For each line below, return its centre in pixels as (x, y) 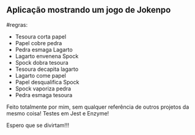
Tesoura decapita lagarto (47, 69)
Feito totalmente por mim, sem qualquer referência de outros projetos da (98, 107)
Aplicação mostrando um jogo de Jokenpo (89, 10)
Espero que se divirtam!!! (38, 125)
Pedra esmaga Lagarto (44, 49)
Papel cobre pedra (39, 43)
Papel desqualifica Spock (47, 82)
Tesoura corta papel (41, 37)
